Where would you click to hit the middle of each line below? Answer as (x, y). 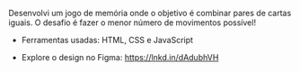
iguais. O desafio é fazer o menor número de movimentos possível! (132, 22)
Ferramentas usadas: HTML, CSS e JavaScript (107, 40)
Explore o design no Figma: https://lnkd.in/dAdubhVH (120, 57)
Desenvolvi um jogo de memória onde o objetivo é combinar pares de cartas (150, 13)
